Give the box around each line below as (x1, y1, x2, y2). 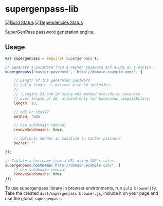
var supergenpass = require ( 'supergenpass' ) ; (5, 56, 99, 61)
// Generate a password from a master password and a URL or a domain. (5, 65, 153, 70)
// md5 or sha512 (14, 110, 49, 114)
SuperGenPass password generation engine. (5, 29, 95, 35)
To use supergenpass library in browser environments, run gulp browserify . (5, 185, 158, 191)
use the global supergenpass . (5, 196, 62, 202)
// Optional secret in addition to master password (14, 136, 121, 141)
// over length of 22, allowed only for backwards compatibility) (14, 96, 151, 101)
